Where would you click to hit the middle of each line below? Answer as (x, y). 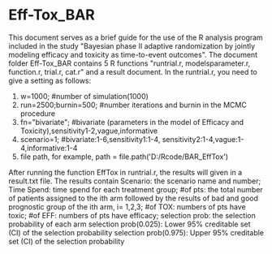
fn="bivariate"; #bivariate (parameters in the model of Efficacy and (132, 122)
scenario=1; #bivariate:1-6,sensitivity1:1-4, (90, 139)
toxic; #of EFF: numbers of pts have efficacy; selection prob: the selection (132, 215)
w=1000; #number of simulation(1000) (84, 96)
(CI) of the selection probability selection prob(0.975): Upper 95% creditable (136, 232)
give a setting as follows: (50, 80)
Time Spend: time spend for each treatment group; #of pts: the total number (136, 189)
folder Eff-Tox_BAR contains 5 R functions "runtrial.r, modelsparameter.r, (130, 63)
